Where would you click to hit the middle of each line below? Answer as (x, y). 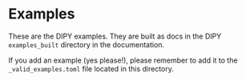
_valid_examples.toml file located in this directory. (91, 68)
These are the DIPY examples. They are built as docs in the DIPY (115, 36)
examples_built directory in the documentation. (87, 44)
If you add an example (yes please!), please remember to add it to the (123, 60)
